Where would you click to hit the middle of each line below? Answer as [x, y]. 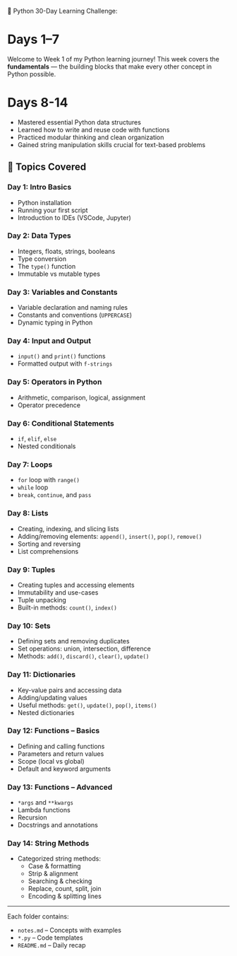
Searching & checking [60, 881]
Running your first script [53, 210]
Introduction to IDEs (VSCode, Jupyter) [74, 217]
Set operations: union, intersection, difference [84, 649]
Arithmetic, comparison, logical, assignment [81, 397]
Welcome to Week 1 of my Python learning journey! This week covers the [114, 59]
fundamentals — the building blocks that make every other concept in [110, 66]
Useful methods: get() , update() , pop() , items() [87, 705]
